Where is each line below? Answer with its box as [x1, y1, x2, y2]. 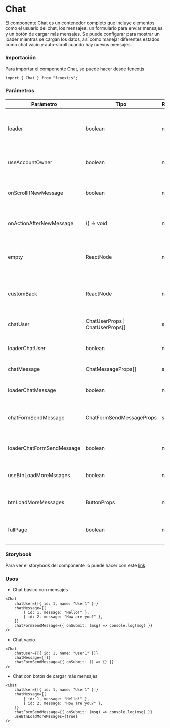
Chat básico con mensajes [12, 587, 68, 593]
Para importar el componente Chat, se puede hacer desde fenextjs [5, 66, 144, 72]
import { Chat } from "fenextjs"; [5, 76, 78, 81]
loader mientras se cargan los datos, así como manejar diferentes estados [5, 36, 160, 42]
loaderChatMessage [8, 387, 56, 394]
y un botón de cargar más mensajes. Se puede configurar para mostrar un [5, 30, 160, 37]
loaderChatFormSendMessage [8, 444, 81, 451]
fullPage [8, 526, 28, 533]
